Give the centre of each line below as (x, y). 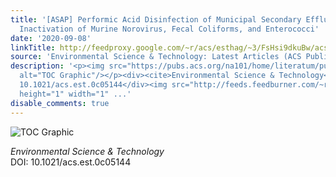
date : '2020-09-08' (51, 38)
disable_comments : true (60, 103)
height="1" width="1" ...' (75, 94)
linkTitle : (33, 47)
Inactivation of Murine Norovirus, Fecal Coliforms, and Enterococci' (169, 29)
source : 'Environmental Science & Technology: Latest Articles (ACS (156, 57)
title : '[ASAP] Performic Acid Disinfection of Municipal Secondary (156, 19)
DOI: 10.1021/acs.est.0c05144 (71, 162)
